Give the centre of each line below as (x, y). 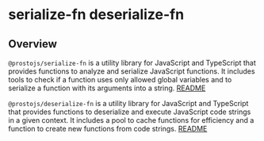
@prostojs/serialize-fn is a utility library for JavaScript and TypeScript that (132, 63)
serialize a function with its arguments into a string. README (107, 88)
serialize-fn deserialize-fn (96, 15)
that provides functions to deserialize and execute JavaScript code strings (130, 112)
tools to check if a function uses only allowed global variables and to (120, 80)
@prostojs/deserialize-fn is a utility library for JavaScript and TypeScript (128, 103)
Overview (33, 44)
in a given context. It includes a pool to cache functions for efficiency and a (131, 120)
